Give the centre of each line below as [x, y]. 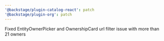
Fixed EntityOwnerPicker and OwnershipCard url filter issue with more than [82, 28]
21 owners [15, 34]
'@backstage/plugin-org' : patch [38, 14]
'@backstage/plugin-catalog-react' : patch [49, 10]
